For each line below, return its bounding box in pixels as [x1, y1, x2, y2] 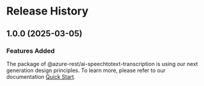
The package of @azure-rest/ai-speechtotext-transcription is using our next [6, 60, 199, 67]
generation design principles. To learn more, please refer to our [6, 67, 166, 74]
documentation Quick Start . [6, 73, 76, 80]
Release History [6, 4, 89, 18]
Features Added [6, 47, 55, 55]
